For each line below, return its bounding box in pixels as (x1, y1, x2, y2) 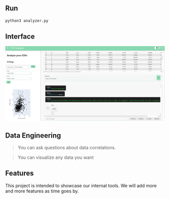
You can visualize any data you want (17, 154, 94, 160)
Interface (5, 32, 35, 41)
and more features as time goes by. (5, 188, 79, 194)
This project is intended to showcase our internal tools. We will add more (5, 182, 157, 188)
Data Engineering (5, 131, 61, 140)
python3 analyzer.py (5, 18, 49, 23)
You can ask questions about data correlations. (17, 145, 116, 151)
